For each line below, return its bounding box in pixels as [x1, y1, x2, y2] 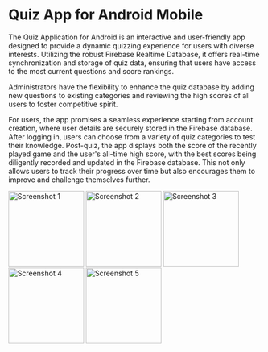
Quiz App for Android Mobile [8, 6, 204, 24]
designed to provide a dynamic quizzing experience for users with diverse [8, 40, 254, 50]
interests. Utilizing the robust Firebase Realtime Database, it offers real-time [8, 49, 260, 59]
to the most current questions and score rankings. [8, 66, 175, 76]
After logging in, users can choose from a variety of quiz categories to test [8, 131, 256, 142]
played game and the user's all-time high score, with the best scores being [8, 149, 257, 159]
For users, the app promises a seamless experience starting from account [8, 114, 254, 124]
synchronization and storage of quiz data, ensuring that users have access [8, 58, 256, 68]
